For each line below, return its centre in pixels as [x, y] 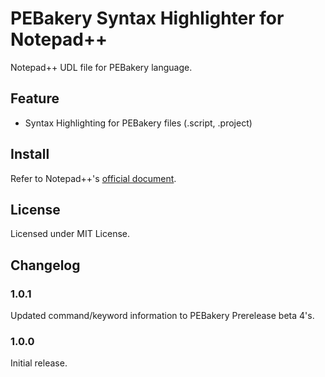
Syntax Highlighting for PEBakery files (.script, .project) [138, 123]
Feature [35, 98]
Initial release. [39, 363]
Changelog [45, 265]
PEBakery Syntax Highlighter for [147, 18]
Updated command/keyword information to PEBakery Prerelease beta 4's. [162, 316]
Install [30, 154]
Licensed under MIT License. [70, 234]
